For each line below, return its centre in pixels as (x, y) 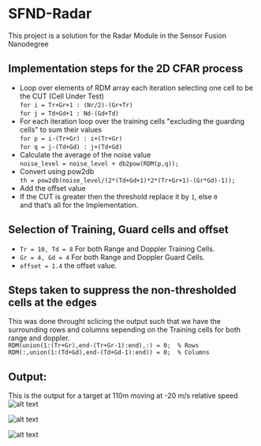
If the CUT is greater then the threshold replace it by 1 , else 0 (119, 196)
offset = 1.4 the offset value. (68, 266)
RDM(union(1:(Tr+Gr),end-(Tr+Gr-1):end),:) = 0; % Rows (104, 346)
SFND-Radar (50, 14)
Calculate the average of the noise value (85, 154)
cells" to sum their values (61, 129)
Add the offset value (52, 188)
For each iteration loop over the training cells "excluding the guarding (132, 121)
